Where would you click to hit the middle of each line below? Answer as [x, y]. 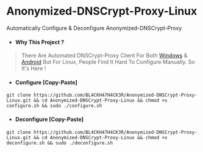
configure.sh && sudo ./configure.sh [54, 106]
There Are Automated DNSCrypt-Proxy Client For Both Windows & [104, 55]
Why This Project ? [40, 42]
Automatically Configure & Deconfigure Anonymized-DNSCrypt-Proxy [94, 28]
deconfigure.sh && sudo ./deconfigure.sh [60, 143]
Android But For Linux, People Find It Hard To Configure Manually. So [108, 62]
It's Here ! [34, 69]
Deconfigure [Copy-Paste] [49, 119]
